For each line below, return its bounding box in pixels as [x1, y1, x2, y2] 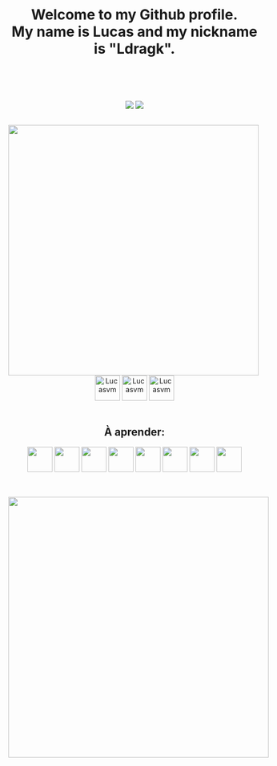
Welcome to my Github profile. [30, 6, 239, 24]
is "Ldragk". [93, 40, 176, 58]
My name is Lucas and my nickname [11, 22, 258, 41]
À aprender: [103, 425, 166, 439]
